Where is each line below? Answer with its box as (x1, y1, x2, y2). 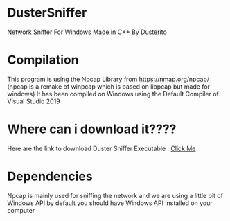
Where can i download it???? (7, 121, 177, 137)
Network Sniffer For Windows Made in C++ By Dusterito (7, 28, 168, 36)
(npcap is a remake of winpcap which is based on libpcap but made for (7, 82, 210, 91)
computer (7, 206, 35, 214)
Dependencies (7, 168, 93, 184)
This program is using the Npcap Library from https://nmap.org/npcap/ (7, 75, 210, 83)
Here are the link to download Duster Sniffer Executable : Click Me (7, 144, 196, 152)
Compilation (7, 52, 79, 68)
